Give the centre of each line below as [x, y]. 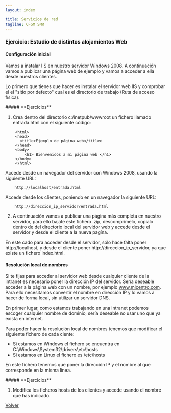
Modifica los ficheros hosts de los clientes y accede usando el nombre [87, 390]
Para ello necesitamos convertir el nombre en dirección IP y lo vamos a [80, 292]
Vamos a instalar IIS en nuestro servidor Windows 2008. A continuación [81, 66]
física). [13, 97]
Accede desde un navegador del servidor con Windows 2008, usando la [81, 172]
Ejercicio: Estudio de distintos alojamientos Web [66, 42]
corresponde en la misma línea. [38, 370]
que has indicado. [31, 395]
